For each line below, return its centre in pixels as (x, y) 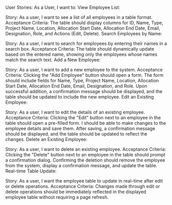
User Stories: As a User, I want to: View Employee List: (63, 7)
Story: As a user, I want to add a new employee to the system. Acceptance (84, 70)
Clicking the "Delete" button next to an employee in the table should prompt (85, 155)
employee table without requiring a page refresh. (57, 197)
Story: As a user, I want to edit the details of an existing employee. (75, 112)
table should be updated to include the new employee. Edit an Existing (80, 97)
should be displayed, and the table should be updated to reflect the (76, 134)
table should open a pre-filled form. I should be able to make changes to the (86, 123)
